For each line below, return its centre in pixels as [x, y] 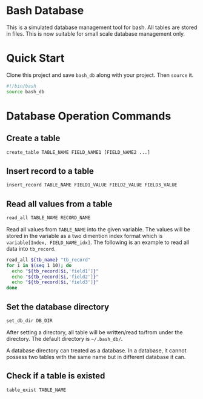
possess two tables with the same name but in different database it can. [96, 357]
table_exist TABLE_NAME [36, 390]
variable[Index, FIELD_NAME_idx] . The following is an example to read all [98, 242]
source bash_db [25, 91]
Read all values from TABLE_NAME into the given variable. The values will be [98, 229]
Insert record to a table [50, 171]
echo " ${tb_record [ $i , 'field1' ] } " [55, 271]
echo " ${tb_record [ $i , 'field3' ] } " [55, 282]
